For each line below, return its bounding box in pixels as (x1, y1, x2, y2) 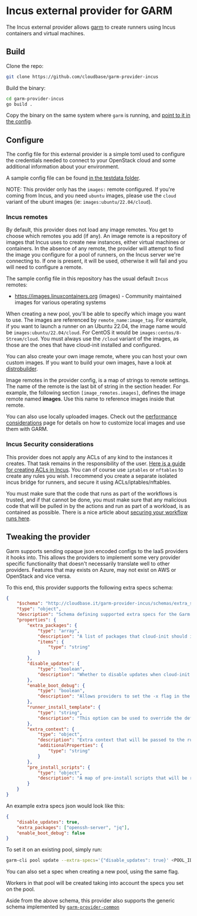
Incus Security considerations (6, 440, 94, 449)
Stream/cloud (6, 336, 38, 342)
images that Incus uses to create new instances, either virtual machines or (6, 239, 186, 246)
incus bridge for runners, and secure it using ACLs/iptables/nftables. (6, 479, 172, 486)
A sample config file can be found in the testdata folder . (6, 174, 141, 181)
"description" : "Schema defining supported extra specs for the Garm (16, 612, 191, 618)
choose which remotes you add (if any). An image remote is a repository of (6, 233, 187, 240)
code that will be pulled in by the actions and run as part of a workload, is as (6, 502, 191, 509)
